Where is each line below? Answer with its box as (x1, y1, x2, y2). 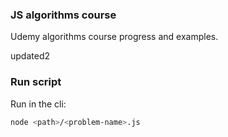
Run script (10, 75, 62, 89)
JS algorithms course (10, 8, 117, 22)
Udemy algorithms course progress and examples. (10, 31, 219, 43)
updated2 (10, 50, 50, 62)
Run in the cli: (10, 98, 67, 110)
